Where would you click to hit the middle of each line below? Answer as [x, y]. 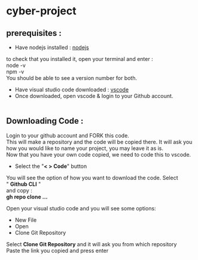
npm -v [15, 72]
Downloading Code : [45, 121]
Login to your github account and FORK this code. [68, 135]
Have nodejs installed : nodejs [52, 47]
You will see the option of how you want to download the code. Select [92, 178]
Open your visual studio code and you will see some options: [81, 208]
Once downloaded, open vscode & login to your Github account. [94, 96]
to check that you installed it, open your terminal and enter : [80, 59]
